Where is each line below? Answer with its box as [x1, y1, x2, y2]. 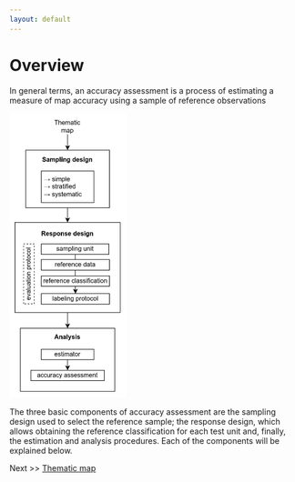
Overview [9, 55, 85, 75]
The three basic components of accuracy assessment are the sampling [9, 406, 276, 417]
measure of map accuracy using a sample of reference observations [9, 95, 267, 105]
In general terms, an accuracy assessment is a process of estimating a [9, 85, 275, 95]
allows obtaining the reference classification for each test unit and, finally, [9, 426, 287, 437]
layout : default [9, 15, 71, 24]
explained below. [9, 445, 73, 456]
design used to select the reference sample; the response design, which [9, 416, 280, 427]
